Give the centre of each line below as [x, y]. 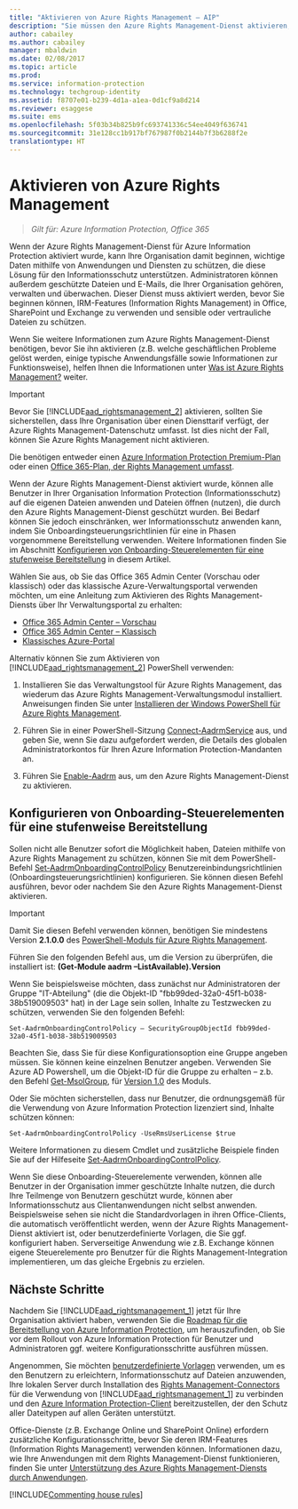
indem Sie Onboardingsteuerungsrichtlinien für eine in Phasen [123, 531]
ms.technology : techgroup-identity [75, 92]
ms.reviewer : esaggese [51, 108]
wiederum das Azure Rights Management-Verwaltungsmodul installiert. [152, 694]
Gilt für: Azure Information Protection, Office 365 [120, 229]
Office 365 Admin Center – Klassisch [89, 631]
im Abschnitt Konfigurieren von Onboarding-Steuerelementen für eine [137, 550]
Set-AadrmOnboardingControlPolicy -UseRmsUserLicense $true [123, 1133]
